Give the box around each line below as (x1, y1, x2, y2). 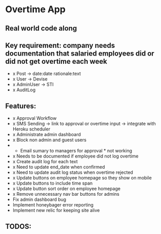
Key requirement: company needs (5, 41, 115, 49)
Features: (5, 101, 37, 110)
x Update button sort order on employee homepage (12, 186, 121, 192)
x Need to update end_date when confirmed (12, 164, 105, 170)
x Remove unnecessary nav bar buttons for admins (12, 191, 120, 197)
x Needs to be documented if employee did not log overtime (12, 153, 139, 159)
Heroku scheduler (12, 126, 51, 132)
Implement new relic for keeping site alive (12, 207, 100, 214)
